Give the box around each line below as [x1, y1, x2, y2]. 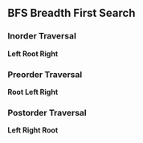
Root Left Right [7, 87, 59, 96]
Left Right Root [7, 125, 59, 135]
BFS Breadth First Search [7, 6, 136, 20]
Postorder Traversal [7, 107, 88, 118]
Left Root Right [7, 48, 59, 59]
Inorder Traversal [7, 31, 77, 42]
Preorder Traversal [7, 68, 83, 80]
